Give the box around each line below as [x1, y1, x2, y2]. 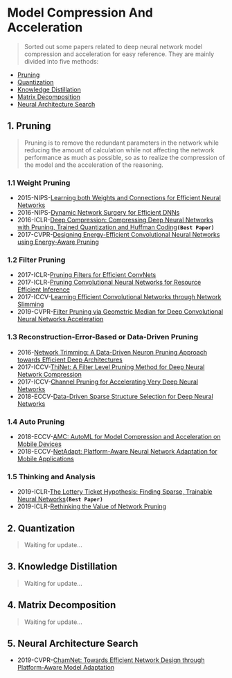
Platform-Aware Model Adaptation [17, 663, 115, 672]
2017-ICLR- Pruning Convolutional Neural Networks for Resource [17, 278, 202, 287]
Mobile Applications [17, 454, 74, 463]
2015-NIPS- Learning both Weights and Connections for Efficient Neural [17, 194, 222, 202]
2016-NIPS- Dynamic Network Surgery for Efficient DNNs [17, 208, 180, 217]
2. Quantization [7, 522, 75, 534]
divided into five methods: [24, 57, 99, 65]
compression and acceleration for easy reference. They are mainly [24, 50, 215, 58]
